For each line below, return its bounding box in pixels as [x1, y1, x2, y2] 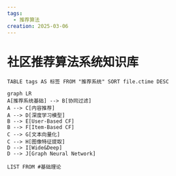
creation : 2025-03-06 [7, 23, 69, 29]
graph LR [7, 90, 32, 98]
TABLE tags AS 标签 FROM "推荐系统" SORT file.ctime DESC [7, 78, 169, 85]
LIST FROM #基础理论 [7, 164, 61, 171]
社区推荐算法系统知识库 [7, 54, 139, 70]
